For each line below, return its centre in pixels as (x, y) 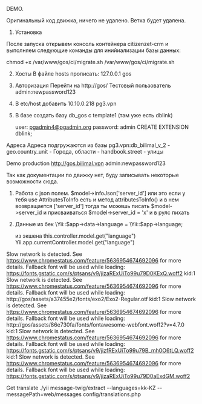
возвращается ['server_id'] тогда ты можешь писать (82, 206)
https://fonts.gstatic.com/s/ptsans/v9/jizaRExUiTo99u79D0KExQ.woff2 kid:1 (101, 273)
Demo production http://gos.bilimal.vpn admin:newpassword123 (86, 163)
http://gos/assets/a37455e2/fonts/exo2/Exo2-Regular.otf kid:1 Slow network (101, 299)
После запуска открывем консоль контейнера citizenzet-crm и (87, 44)
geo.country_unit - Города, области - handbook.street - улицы (85, 151)
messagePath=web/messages (44, 394)
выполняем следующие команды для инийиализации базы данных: (94, 50)
